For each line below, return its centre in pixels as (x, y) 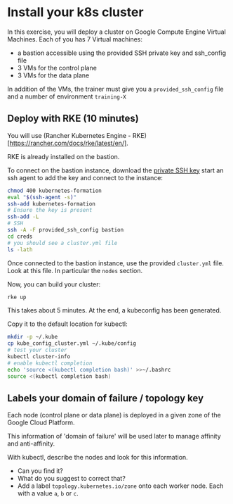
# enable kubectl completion (50, 363)
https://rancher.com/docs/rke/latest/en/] (68, 143)
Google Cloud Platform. (41, 422)
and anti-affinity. (31, 443)
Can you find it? (40, 471)
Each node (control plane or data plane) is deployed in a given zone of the (114, 415)
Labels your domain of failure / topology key (106, 398)
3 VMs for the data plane (53, 75)
